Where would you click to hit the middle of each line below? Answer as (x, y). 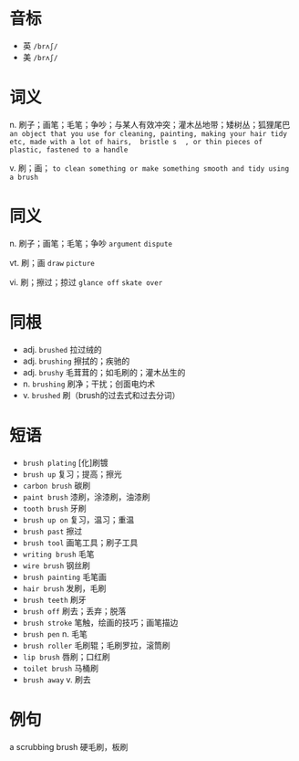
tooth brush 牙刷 (54, 508)
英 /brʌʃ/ (40, 46)
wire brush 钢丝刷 (57, 565)
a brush (24, 177)
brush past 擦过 (52, 531)
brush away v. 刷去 (57, 679)
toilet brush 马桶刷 (60, 668)
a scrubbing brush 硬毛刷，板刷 (69, 746)
